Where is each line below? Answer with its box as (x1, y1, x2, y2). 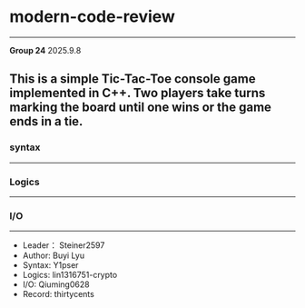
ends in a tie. (9, 114, 84, 129)
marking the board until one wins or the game (9, 100, 272, 115)
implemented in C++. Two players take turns (9, 85, 266, 101)
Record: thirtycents (22, 289, 95, 300)
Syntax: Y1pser (22, 260, 79, 271)
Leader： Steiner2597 (22, 240, 105, 251)
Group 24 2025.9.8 (9, 45, 82, 55)
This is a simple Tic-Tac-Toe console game (9, 71, 256, 87)
